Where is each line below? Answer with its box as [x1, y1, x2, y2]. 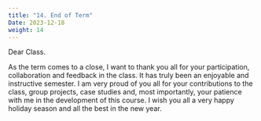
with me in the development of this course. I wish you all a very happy [8, 95, 234, 105]
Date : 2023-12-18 [8, 19, 65, 27]
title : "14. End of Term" [8, 11, 93, 20]
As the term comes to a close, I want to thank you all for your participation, [8, 62, 250, 72]
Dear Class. [8, 48, 46, 57]
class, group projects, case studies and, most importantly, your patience [8, 87, 242, 97]
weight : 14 [8, 26, 44, 34]
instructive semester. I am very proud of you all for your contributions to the [8, 79, 253, 88]
